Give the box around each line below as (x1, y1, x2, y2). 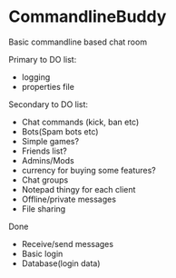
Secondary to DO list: (8, 98, 88, 110)
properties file (21, 81, 74, 92)
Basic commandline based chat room (8, 36, 147, 47)
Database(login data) (21, 257, 101, 269)
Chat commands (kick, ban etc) (21, 116, 140, 127)
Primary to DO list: (8, 54, 77, 65)
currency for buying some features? (21, 164, 156, 175)
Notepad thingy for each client (21, 184, 136, 194)
